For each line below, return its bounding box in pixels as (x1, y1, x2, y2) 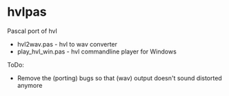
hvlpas (7, 4, 47, 20)
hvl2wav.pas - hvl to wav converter (17, 40, 118, 48)
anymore (17, 81, 43, 89)
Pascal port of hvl (7, 27, 57, 35)
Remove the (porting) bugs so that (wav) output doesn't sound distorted (17, 73, 222, 82)
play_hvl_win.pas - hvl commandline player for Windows (17, 47, 177, 56)
